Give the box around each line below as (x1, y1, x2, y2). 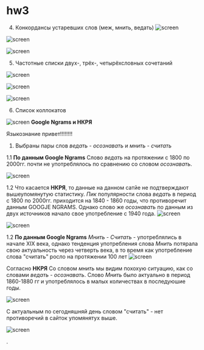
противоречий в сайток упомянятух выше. (6, 314, 118, 321)
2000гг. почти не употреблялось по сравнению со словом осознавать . (6, 160, 192, 168)
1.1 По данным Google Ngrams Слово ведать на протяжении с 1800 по (6, 154, 190, 161)
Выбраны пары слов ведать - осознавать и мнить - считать (15, 141, 172, 149)
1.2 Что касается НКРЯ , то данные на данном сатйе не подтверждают (6, 184, 189, 191)
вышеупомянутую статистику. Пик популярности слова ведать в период (6, 190, 197, 198)
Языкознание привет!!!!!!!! (6, 130, 73, 137)
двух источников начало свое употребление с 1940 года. (6, 210, 156, 217)
